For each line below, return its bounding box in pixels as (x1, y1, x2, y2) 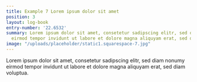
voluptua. (6, 69, 29, 76)
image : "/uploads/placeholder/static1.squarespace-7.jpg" (6, 41, 151, 47)
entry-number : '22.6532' (6, 24, 67, 31)
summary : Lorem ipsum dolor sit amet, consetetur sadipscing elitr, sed (6, 30, 188, 36)
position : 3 (6, 14, 35, 20)
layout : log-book (6, 19, 49, 25)
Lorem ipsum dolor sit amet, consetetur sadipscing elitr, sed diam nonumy (6, 56, 185, 64)
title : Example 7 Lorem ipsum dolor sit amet (6, 8, 119, 15)
